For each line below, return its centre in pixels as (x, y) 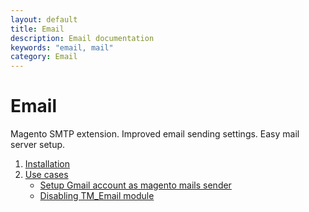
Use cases (46, 175)
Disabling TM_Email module (97, 196)
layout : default (44, 19)
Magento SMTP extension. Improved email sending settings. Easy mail (155, 134)
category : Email (44, 57)
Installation (47, 164)
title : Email (37, 29)
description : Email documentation (82, 38)
